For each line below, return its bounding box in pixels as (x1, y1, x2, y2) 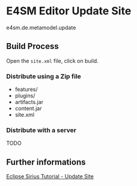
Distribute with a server (6, 126, 77, 134)
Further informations (6, 157, 86, 167)
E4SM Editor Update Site (6, 4, 132, 18)
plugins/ (14, 92, 35, 99)
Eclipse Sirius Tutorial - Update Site (6, 173, 94, 180)
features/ (14, 86, 38, 93)
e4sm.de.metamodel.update (6, 24, 76, 31)
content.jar (14, 105, 42, 112)
